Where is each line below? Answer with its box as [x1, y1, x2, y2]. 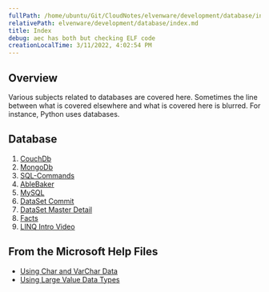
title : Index [8, 26, 52, 34]
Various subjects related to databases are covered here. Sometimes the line [8, 92, 258, 102]
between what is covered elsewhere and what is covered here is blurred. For [8, 101, 261, 110]
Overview [8, 71, 58, 85]
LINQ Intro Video [19, 222, 75, 231]
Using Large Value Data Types [19, 274, 120, 284]
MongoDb [19, 162, 54, 172]
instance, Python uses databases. [8, 109, 120, 118]
